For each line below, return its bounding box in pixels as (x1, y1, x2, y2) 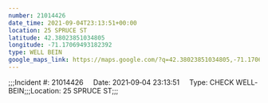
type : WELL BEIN (8, 48, 62, 56)
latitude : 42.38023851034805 (8, 33, 105, 42)
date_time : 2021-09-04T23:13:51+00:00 (8, 19, 137, 27)
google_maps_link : (8, 56, 69, 64)
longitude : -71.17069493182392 (8, 41, 112, 49)
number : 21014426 (8, 11, 66, 20)
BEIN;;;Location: (8, 86, 61, 95)
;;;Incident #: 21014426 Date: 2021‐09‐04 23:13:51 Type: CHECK (8, 77, 235, 87)
